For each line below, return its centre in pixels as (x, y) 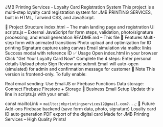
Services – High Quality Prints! (36, 119)
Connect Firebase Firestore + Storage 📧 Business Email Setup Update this (80, 89)
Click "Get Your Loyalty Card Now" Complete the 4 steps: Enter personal (78, 59)
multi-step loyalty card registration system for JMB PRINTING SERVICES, (79, 12)
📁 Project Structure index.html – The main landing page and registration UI (80, 27)
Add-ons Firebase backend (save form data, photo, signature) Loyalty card (81, 109)
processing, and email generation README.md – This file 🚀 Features (74, 37)
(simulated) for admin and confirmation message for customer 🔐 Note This (80, 69)
